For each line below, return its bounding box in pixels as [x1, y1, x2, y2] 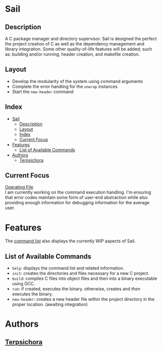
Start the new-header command [12, 89, 74, 95]
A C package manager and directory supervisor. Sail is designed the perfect [5, 36, 157, 41]
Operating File [5, 184, 33, 190]
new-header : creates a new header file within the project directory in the [12, 296, 155, 302]
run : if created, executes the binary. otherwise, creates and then [12, 286, 141, 292]
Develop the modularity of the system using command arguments [12, 78, 143, 84]
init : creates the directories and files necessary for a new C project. [12, 271, 149, 276]
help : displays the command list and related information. [12, 265, 125, 271]
